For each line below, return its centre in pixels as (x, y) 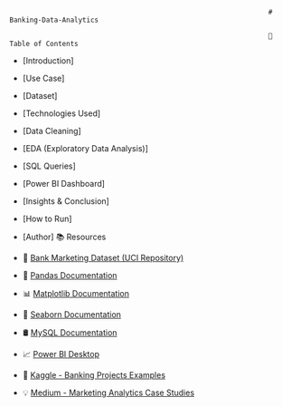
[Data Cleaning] (52, 131)
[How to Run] (47, 218)
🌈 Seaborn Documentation (72, 315)
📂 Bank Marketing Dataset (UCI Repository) (103, 258)
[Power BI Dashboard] (64, 184)
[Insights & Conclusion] (66, 201)
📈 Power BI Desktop (61, 354)
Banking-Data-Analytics (54, 20)
